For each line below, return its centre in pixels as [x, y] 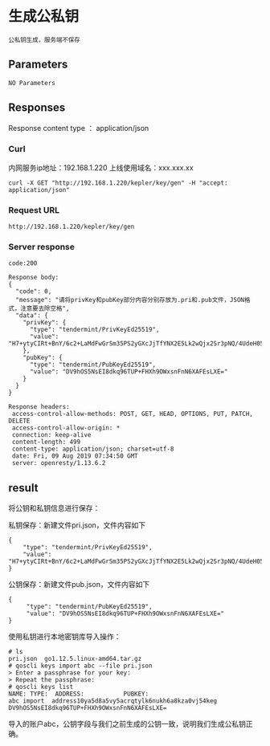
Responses [37, 108]
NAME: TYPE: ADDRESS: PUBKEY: [79, 694]
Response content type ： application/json [79, 128]
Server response [41, 247]
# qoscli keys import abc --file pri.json [80, 666]
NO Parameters [32, 83]
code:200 [23, 263]
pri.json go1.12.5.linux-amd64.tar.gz [75, 659]
